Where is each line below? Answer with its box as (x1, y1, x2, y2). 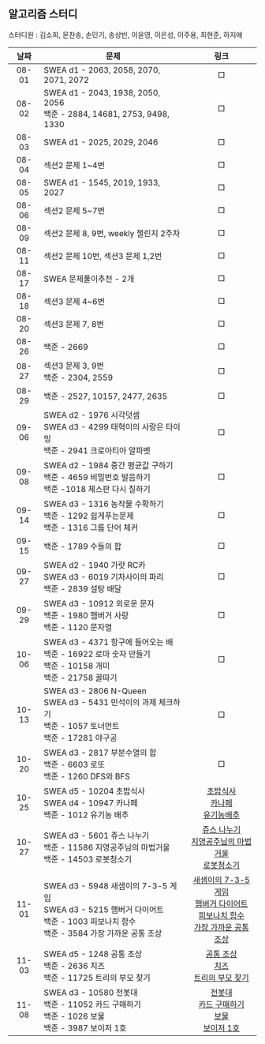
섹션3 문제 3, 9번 (43, 360, 104, 371)
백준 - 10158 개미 (43, 660, 110, 671)
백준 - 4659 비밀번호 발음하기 (43, 471, 151, 483)
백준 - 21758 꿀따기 (43, 672, 118, 683)
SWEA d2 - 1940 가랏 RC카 (43, 559, 146, 570)
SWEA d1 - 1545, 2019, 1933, (43, 177, 161, 188)
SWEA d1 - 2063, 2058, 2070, (43, 64, 161, 75)
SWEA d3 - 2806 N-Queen (43, 685, 147, 697)
